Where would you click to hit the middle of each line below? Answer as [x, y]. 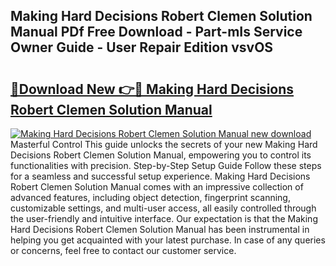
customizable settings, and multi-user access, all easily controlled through [163, 208]
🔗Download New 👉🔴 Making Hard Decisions [152, 89]
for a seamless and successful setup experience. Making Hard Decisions [160, 176]
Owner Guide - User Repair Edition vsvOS [142, 47]
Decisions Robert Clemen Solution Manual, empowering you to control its [161, 155]
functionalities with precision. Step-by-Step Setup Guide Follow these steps [166, 165]
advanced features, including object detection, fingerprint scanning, [150, 197]
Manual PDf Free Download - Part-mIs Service [156, 32]
